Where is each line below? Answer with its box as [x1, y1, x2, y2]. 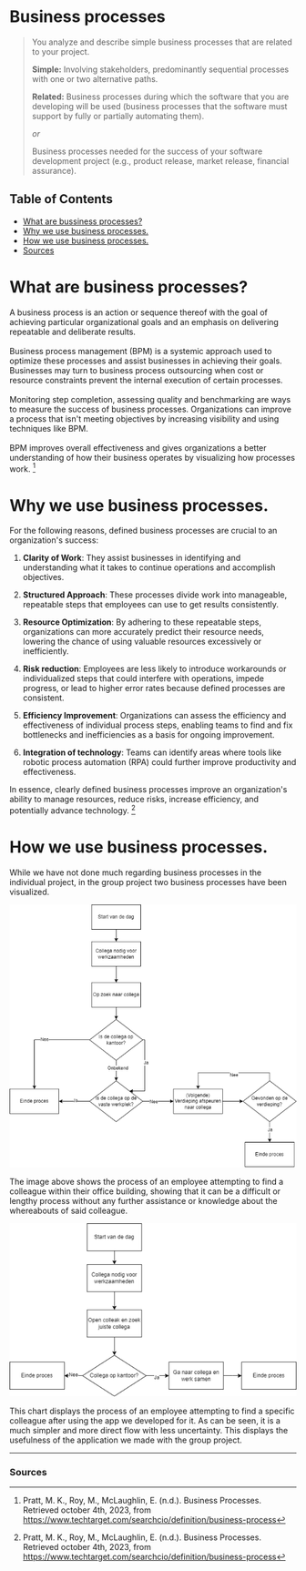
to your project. [31, 46, 90, 56]
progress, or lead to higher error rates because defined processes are [22, 683, 286, 694]
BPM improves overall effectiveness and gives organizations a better [9, 442, 267, 453]
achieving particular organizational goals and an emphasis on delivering [9, 316, 280, 327]
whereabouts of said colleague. [9, 1205, 128, 1216]
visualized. [9, 886, 50, 897]
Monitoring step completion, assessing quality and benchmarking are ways [9, 393, 291, 404]
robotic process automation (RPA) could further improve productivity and [22, 757, 297, 768]
